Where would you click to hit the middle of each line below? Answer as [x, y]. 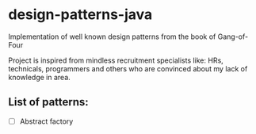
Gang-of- [233, 36]
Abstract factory [46, 121]
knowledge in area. [40, 77]
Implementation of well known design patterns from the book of [112, 36]
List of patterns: [48, 102]
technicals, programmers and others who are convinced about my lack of [128, 68]
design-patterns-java [80, 15]
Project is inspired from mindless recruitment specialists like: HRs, [116, 60]
